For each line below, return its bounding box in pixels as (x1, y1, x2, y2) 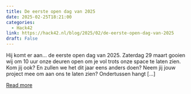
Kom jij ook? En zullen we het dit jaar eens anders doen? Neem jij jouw (6, 64, 176, 71)
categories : (6, 19, 35, 25)
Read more (6, 82, 33, 88)
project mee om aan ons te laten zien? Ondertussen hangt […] (6, 71, 156, 77)
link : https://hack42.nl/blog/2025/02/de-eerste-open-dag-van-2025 (6, 30, 175, 36)
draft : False (6, 36, 38, 41)
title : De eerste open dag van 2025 (6, 8, 95, 15)
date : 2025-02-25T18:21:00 (6, 14, 72, 20)
